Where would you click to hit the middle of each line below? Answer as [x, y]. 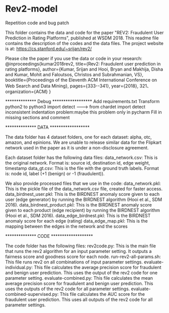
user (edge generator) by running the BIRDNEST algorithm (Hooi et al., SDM [84, 199]
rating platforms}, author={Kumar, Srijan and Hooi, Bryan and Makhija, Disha [84, 69]
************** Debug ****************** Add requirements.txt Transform [82, 101]
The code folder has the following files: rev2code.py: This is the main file [80, 246]
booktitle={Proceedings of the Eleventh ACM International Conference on [81, 80]
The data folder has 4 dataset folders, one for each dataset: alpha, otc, [78, 137]
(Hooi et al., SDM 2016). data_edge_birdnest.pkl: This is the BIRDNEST [78, 216]
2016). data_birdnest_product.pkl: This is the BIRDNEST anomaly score [79, 204]
